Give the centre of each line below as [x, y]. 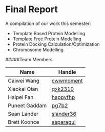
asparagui [64, 122]
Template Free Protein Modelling [47, 39]
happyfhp [63, 97]
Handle [67, 72]
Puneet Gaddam [27, 105]
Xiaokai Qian [23, 89]
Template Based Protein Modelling [49, 33]
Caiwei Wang [24, 81]
